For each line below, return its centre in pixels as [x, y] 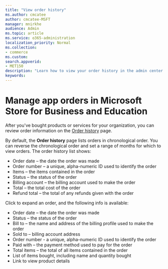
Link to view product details [41, 261]
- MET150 [14, 66]
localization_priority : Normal [38, 43]
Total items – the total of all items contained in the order [70, 250]
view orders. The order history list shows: [48, 151]
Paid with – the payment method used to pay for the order [72, 245]
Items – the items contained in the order [54, 172]
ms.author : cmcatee [26, 15]
